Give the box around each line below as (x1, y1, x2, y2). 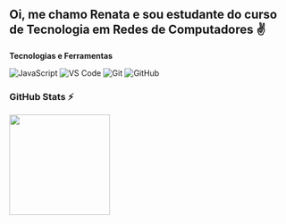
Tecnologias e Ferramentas (9, 50, 114, 61)
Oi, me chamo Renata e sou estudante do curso (9, 7, 278, 22)
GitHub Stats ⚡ (9, 90, 74, 103)
